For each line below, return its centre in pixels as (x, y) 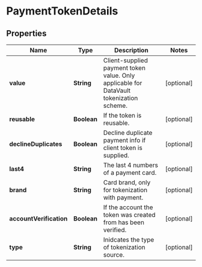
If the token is (122, 115)
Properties (26, 33)
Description (131, 50)
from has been (124, 222)
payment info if (124, 140)
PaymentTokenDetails (62, 11)
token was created (129, 215)
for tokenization (125, 190)
